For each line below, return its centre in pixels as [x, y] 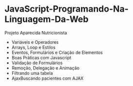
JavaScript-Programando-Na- [67, 9]
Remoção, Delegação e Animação [45, 68]
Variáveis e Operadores [35, 42]
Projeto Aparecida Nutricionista [36, 33]
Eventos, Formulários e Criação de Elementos [57, 52]
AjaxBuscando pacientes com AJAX [47, 78]
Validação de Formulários [37, 63]
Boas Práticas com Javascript [41, 57]
